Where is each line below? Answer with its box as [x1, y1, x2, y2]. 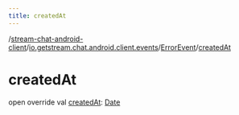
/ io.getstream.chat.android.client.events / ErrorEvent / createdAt [26, 42, 232, 52]
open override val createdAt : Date [8, 97, 121, 107]
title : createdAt [8, 11, 67, 20]
